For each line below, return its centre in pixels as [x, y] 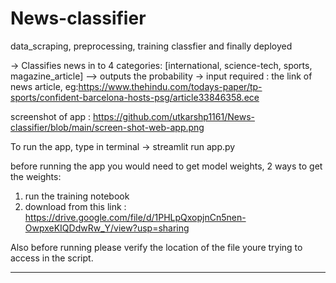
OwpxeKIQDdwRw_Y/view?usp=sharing [107, 228]
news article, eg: [44, 86]
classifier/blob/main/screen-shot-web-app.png [107, 127]
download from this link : [75, 206]
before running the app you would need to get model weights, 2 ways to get [166, 166]
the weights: [36, 176]
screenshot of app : [51, 116]
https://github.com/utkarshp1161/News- [174, 116]
